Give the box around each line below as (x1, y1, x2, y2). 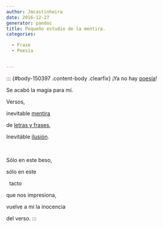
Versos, (6, 98, 25, 105)
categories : (6, 31, 36, 37)
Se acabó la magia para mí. (6, 86, 74, 93)
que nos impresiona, (6, 191, 57, 199)
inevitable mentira (6, 110, 51, 117)
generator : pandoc (6, 20, 52, 26)
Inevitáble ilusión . (6, 133, 50, 140)
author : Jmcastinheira (6, 8, 63, 15)
